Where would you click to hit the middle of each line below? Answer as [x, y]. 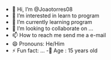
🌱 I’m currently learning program [52, 22]
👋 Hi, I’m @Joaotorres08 [42, 9]
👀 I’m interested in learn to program [55, 16]
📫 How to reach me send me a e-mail [59, 35]
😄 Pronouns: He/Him [38, 44]
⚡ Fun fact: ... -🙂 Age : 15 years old [55, 50]
